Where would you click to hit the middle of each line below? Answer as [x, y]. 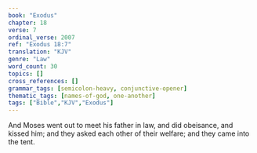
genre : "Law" [29, 60]
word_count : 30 [33, 67]
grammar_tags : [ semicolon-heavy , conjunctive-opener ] [98, 88]
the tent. [22, 142]
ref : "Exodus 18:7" [40, 45]
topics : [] [26, 74]
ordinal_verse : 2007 [42, 37]
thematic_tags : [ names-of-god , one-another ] [82, 96]
